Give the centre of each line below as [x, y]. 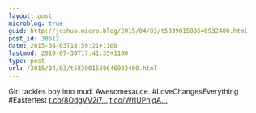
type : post [27, 61]
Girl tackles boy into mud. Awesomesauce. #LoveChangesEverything [124, 91]
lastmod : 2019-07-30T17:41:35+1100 [68, 53]
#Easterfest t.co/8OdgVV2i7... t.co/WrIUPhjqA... [88, 100]
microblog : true [36, 23]
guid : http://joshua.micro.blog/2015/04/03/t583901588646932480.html [128, 31]
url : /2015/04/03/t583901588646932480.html [83, 69]
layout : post [30, 16]
